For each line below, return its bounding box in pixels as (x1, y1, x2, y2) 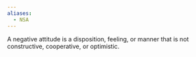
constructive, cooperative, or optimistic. (7, 42, 120, 50)
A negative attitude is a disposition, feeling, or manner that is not (7, 35, 189, 43)
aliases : (7, 9, 32, 17)
